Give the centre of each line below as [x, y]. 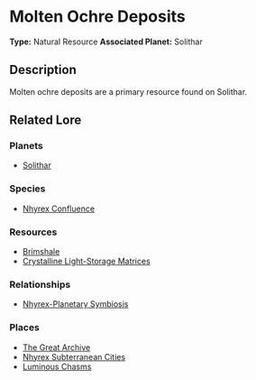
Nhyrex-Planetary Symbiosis [75, 304]
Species [27, 189]
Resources [33, 232]
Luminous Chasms [57, 366]
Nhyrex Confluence [59, 209]
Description [43, 70]
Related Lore [46, 120]
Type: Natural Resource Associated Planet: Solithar [106, 42]
